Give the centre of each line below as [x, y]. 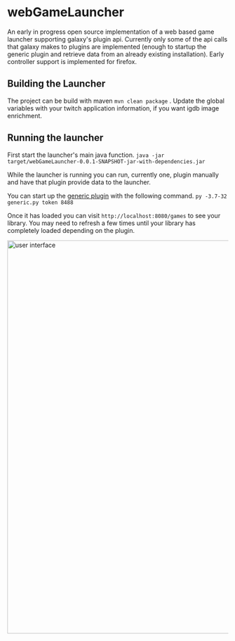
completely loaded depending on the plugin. [71, 230]
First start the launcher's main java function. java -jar [86, 155]
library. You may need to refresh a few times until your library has [102, 223]
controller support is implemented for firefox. [72, 61]
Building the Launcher [56, 84]
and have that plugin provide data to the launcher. [79, 182]
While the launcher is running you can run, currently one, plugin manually [113, 174]
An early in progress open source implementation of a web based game [111, 32]
